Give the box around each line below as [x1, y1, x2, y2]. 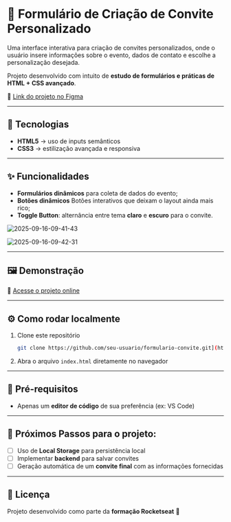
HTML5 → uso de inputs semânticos [16, 137, 121, 145]
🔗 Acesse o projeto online [7, 286, 80, 295]
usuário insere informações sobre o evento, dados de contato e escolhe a [7, 51, 217, 59]
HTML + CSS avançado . [7, 79, 76, 87]
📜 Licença [7, 489, 50, 501]
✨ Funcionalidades [7, 171, 89, 182]
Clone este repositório [16, 331, 80, 340]
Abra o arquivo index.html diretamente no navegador [16, 357, 168, 366]
